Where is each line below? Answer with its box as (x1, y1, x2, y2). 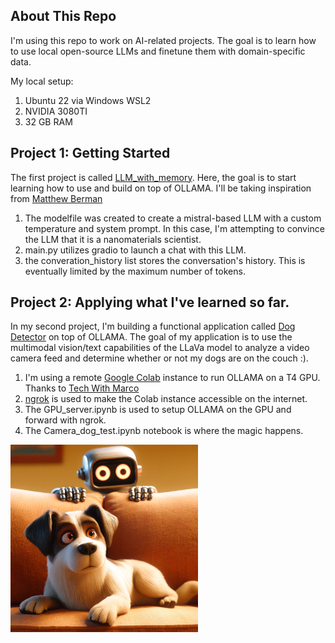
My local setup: (10, 75, 74, 87)
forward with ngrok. (24, 414, 107, 426)
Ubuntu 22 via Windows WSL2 (24, 94, 152, 106)
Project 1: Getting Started (10, 145, 171, 162)
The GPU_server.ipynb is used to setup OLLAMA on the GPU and (24, 404, 292, 416)
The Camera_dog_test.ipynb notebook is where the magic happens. (24, 425, 304, 437)
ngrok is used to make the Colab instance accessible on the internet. (24, 393, 308, 405)
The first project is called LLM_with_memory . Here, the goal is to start (10, 171, 297, 183)
